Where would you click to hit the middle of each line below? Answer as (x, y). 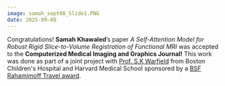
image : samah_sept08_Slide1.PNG (53, 13)
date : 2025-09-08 (32, 20)
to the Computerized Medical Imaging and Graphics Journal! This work (110, 54)
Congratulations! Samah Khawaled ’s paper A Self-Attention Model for (106, 39)
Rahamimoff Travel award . (44, 75)
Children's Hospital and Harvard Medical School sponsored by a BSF (104, 68)
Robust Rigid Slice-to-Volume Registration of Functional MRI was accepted (113, 46)
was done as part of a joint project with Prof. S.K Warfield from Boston (106, 61)
